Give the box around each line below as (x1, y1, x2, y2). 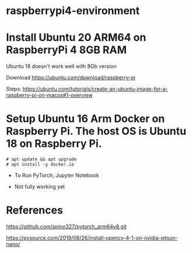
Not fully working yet (14, 183, 65, 190)
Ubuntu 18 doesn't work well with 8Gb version (6, 63, 117, 70)
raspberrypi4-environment (6, 4, 140, 18)
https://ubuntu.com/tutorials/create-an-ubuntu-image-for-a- (22, 86, 168, 93)
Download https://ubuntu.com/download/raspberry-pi (6, 74, 136, 81)
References (6, 204, 63, 217)
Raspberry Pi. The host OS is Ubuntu (6, 125, 187, 138)
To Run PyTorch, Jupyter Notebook (14, 172, 99, 179)
